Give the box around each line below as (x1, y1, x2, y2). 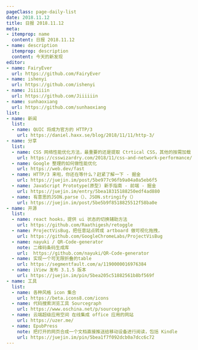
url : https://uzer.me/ (17, 317, 74, 323)
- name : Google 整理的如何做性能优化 (11, 161, 97, 167)
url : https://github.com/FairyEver (11, 71, 101, 77)
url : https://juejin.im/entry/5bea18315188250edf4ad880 (17, 188, 161, 194)
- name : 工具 (6, 278, 37, 284)
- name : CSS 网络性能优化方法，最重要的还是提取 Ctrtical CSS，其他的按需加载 (11, 149, 191, 155)
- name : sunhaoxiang (6, 98, 58, 104)
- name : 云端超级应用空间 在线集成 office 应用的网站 (11, 312, 134, 318)
